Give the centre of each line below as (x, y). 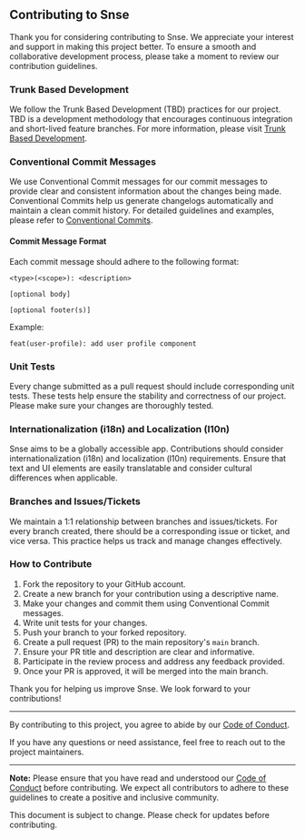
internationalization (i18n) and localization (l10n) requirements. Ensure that (148, 459)
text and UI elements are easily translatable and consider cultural (131, 469)
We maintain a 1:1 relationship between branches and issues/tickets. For (144, 521)
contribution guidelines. (54, 66)
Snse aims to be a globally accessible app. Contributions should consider (147, 449)
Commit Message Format (58, 241)
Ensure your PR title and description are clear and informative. (139, 652)
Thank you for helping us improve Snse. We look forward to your (130, 688)
